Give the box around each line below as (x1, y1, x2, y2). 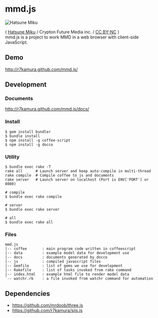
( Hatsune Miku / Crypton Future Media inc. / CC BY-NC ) (5, 29, 120, 35)
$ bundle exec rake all (5, 220, 53, 225)
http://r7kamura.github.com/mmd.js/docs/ (5, 106, 89, 112)
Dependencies (5, 289, 50, 298)
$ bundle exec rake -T (5, 165, 51, 169)
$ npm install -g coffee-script (5, 138, 70, 143)
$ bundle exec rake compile (5, 194, 62, 199)
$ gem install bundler (5, 129, 51, 134)
